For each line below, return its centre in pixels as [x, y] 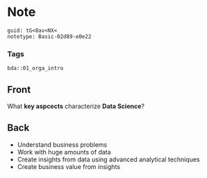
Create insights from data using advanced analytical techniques [108, 159]
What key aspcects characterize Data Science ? [76, 106]
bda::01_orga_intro [35, 69]
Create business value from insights [68, 166]
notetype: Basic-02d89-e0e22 [49, 36]
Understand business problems [62, 144]
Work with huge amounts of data [64, 152]
